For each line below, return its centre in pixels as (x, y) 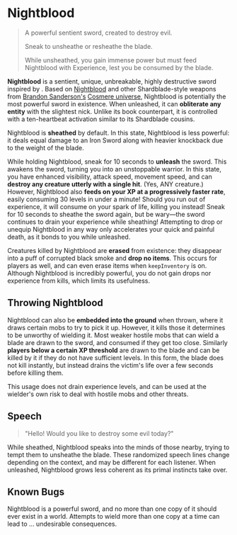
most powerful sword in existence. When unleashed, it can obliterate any (114, 103)
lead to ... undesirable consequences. (62, 524)
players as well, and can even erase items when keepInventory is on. (107, 265)
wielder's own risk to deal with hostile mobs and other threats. (98, 394)
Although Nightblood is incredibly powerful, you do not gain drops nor (109, 273)
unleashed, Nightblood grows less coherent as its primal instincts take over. (117, 470)
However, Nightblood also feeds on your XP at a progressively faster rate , (116, 191)
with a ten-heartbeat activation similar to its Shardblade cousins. (101, 119)
